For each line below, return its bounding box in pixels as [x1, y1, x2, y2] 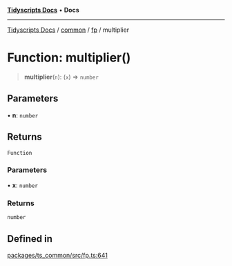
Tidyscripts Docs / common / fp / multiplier [7, 26, 130, 34]
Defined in [7, 233, 53, 245]
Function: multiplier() [7, 50, 131, 66]
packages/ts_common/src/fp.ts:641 [7, 251, 108, 259]
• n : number [7, 111, 39, 120]
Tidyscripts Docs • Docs [7, 6, 79, 14]
